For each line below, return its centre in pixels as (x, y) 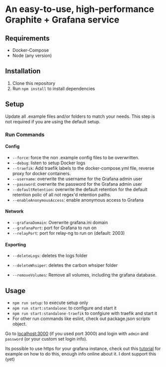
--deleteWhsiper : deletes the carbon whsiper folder (65, 265)
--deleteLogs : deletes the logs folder (50, 256)
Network (14, 211)
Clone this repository (34, 83)
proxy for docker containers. (41, 173)
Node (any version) (32, 55)
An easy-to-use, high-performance (80, 9)
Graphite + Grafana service (62, 20)
